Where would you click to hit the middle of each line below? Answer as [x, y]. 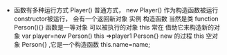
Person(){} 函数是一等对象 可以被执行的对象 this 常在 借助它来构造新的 [114, 27]
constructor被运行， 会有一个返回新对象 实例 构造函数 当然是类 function [116, 19]
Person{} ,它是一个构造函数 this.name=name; [86, 44]
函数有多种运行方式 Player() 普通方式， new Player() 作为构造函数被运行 [116, 10]
